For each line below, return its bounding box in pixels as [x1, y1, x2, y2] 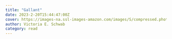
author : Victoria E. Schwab [5, 21, 66, 27]
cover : [5, 17, 19, 22]
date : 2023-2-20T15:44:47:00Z [5, 12, 70, 17]
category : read [5, 26, 38, 31]
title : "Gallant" [5, 7, 42, 13]
